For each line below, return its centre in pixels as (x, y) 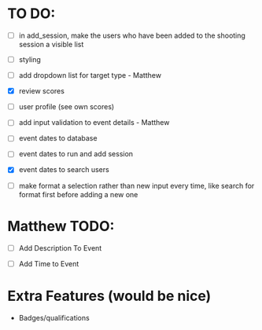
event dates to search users (64, 170)
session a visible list (51, 44)
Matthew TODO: (61, 226)
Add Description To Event (60, 247)
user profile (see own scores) (66, 107)
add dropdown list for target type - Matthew (90, 75)
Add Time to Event (49, 263)
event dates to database (58, 138)
